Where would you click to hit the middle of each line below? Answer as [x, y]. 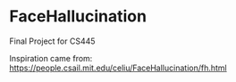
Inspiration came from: [51, 58]
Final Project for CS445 [52, 41]
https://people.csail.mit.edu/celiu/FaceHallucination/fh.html [118, 68]
